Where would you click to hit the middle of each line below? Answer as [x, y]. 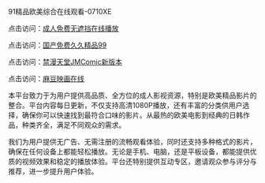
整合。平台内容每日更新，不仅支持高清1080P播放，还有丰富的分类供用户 [125, 105]
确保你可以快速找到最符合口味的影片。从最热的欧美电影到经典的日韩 [132, 115]
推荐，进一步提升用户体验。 [53, 171]
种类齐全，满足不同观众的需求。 [74, 125]
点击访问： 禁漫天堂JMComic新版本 [65, 62]
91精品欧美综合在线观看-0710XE [60, 11]
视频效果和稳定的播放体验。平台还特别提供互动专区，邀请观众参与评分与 [139, 161]
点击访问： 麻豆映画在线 [46, 78]
